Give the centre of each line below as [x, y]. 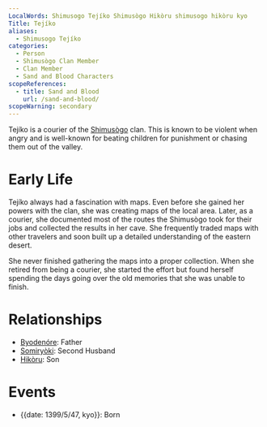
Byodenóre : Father [51, 342]
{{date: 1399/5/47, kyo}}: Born [70, 414]
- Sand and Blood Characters [65, 76]
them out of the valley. [46, 147]
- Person [30, 54]
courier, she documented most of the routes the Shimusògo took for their [130, 219]
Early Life [41, 180]
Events [32, 392]
